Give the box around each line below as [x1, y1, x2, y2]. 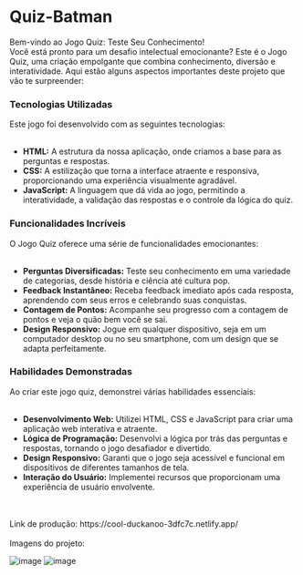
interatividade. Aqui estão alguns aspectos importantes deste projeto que [9, 66, 286, 77]
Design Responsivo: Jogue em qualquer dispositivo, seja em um [22, 323, 266, 334]
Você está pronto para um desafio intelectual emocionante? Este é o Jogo [9, 46, 287, 56]
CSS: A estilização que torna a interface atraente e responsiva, [22, 166, 260, 177]
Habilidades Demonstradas [9, 365, 133, 378]
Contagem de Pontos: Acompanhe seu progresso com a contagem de [22, 303, 289, 315]
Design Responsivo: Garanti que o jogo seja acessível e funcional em [22, 452, 286, 463]
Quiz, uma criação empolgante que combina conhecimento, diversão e [9, 56, 276, 67]
